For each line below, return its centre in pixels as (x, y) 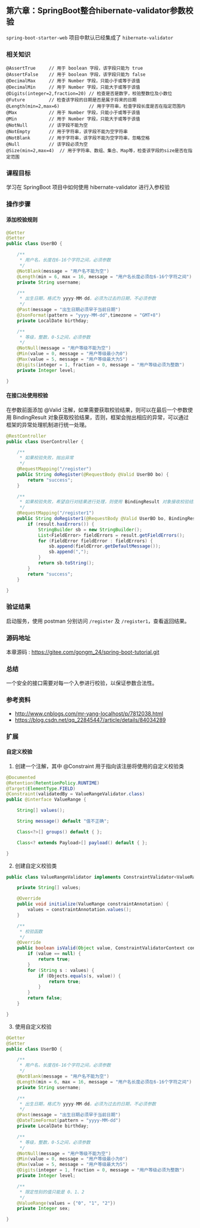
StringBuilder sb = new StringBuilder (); (90, 530)
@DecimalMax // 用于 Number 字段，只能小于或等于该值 (73, 81)
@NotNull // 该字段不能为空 (47, 125)
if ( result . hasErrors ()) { (61, 524)
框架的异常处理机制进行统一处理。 (48, 424)
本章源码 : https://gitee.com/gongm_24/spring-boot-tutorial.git (83, 652)
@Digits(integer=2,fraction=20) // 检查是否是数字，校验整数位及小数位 (89, 94)
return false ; (45, 998)
